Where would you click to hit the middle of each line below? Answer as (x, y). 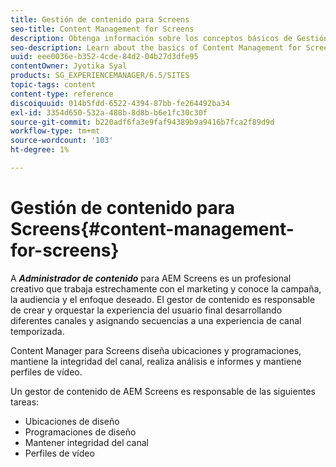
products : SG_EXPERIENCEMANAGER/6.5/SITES (100, 76)
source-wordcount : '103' (62, 141)
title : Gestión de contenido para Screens (100, 19)
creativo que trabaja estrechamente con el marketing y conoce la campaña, (166, 288)
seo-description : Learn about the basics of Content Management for (156, 47)
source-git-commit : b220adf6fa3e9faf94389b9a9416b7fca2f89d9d (142, 122)
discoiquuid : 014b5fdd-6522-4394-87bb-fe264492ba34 (120, 103)
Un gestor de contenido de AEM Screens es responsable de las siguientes (163, 391)
